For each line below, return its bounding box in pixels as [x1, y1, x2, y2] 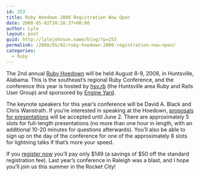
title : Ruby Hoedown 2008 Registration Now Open [6, 14, 130, 20]
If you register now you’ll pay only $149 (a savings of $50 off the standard [6, 150, 189, 157]
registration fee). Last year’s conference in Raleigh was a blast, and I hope [6, 156, 189, 163]
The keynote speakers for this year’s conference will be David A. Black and [6, 100, 192, 108]
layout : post [6, 31, 39, 37]
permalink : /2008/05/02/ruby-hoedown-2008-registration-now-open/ [6, 43, 176, 48]
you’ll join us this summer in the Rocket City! [6, 163, 116, 170]
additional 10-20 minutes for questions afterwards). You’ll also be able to [6, 126, 186, 133]
